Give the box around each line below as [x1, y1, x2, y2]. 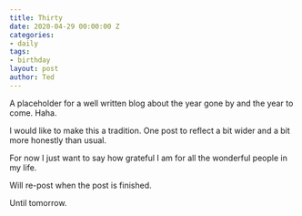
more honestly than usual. [9, 134, 107, 146]
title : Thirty [9, 13, 64, 23]
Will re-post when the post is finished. [9, 180, 152, 190]
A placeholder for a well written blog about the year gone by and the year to [9, 98, 294, 108]
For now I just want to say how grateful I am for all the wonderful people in [9, 152, 288, 163]
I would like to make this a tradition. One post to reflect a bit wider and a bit [9, 125, 290, 136]
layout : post [9, 65, 59, 74]
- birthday [9, 56, 51, 65]
